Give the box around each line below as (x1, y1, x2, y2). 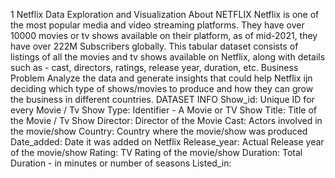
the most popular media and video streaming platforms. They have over (10, 19, 305, 31)
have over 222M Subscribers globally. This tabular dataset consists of (10, 40, 299, 52)
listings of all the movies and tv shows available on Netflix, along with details (10, 51, 326, 63)
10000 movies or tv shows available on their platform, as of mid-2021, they (10, 30, 318, 41)
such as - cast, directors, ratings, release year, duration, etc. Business (10, 62, 299, 73)
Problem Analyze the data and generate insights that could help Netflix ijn (10, 72, 313, 84)
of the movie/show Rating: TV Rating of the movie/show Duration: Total (10, 147, 303, 158)
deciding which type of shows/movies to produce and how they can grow (10, 83, 314, 94)
